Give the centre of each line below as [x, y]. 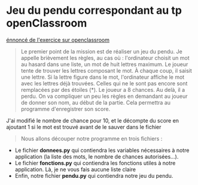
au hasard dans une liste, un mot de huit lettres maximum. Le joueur [104, 64]
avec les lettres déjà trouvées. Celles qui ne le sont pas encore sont [104, 83]
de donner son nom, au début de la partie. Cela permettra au [96, 102]
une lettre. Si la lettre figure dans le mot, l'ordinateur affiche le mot [103, 77]
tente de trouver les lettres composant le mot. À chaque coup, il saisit [106, 70]
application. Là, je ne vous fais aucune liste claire [75, 169]
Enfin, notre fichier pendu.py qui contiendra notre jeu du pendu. [94, 175]
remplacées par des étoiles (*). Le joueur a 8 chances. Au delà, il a [103, 89]
